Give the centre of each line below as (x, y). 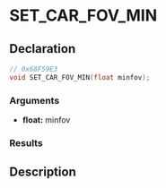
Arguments (35, 100)
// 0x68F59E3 (34, 69)
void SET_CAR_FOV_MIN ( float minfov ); (80, 77)
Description (43, 172)
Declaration (43, 49)
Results (26, 142)
